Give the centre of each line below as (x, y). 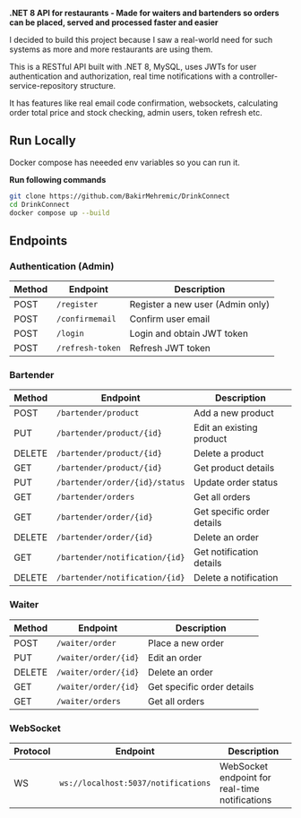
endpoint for (245, 778)
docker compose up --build (60, 213)
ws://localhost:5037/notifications (135, 784)
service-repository (44, 86)
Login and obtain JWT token (189, 333)
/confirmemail (86, 319)
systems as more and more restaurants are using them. (111, 49)
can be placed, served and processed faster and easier (114, 22)
